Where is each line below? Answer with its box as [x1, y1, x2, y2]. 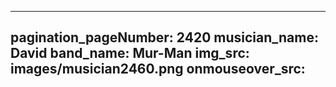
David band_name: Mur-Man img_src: [10, 45, 250, 62]
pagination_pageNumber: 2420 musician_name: [10, 29, 319, 46]
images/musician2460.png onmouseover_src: [10, 61, 306, 78]
